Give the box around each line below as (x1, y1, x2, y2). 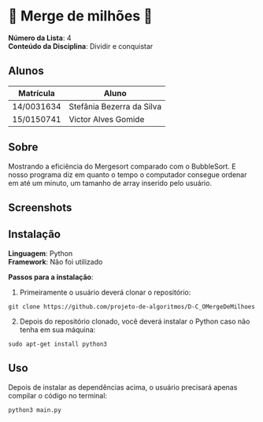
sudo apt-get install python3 (8, 340, 108, 348)
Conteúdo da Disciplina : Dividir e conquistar (8, 41, 154, 50)
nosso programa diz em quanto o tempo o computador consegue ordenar (8, 169, 247, 180)
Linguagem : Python (8, 248, 73, 258)
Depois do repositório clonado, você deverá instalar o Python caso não (19, 316, 250, 326)
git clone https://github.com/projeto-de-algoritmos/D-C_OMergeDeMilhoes (8, 302, 256, 310)
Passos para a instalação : (8, 272, 94, 282)
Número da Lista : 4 (8, 33, 72, 43)
